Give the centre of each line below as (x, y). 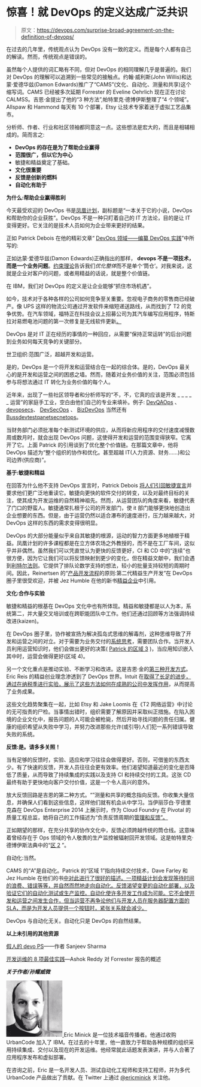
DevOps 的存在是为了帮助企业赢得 (57, 147)
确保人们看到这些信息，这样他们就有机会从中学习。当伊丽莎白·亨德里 (106, 802)
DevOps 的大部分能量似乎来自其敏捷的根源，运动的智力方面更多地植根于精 (98, 535)
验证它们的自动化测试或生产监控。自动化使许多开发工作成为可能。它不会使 (98, 893)
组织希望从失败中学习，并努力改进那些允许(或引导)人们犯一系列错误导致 (105, 727)
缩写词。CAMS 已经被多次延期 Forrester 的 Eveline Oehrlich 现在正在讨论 (96, 92)
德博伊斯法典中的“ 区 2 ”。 (38, 845)
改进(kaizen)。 (24, 621)
